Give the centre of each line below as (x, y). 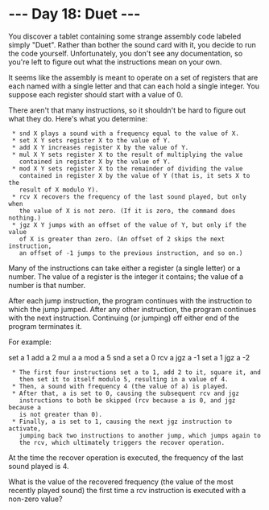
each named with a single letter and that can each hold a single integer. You (134, 86)
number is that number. (47, 285)
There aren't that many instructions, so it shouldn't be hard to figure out (127, 110)
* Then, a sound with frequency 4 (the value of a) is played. (120, 386)
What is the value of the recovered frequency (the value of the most (121, 481)
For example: (30, 342)
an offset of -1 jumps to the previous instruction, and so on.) (131, 253)
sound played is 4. (39, 466)
